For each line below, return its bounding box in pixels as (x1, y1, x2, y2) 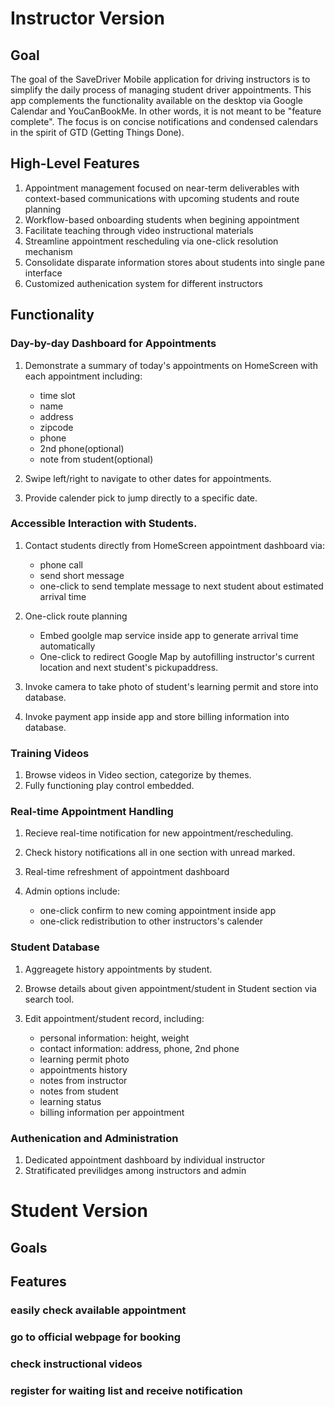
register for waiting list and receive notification (10, 1383, 243, 1397)
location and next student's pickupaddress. (39, 661, 219, 673)
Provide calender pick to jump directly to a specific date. (24, 492, 258, 504)
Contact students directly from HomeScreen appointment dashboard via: (24, 539, 325, 551)
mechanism (24, 245, 73, 257)
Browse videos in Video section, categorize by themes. (24, 769, 252, 781)
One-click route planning (24, 610, 128, 622)
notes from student (39, 1085, 119, 1097)
